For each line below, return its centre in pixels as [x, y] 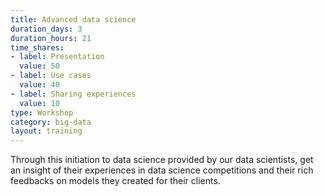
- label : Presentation [57, 57]
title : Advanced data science [73, 19]
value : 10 [39, 103]
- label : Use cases [51, 76]
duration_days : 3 [46, 29]
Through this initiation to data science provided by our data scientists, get [162, 160]
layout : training [46, 131]
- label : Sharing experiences [73, 94]
